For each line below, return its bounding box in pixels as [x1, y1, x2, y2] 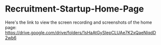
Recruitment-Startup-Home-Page [5, 3, 144, 15]
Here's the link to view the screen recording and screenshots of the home [5, 19, 152, 25]
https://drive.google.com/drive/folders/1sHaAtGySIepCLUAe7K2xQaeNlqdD [5, 30, 156, 35]
